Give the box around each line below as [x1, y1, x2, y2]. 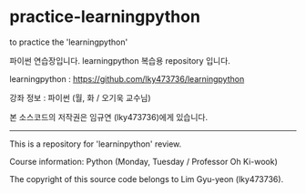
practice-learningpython [9, 6, 200, 27]
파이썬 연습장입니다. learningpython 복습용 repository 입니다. [9, 55, 230, 66]
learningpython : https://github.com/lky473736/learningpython [9, 73, 245, 84]
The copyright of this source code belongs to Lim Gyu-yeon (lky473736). [9, 173, 284, 184]
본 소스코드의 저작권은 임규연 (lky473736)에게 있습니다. [9, 111, 208, 122]
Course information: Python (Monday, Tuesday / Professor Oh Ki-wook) [9, 156, 278, 167]
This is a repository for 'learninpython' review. [9, 138, 182, 149]
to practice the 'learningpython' [9, 36, 128, 47]
